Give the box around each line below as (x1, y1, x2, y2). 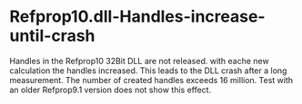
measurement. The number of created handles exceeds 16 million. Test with (9, 74, 294, 85)
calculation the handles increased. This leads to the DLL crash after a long (9, 65, 287, 76)
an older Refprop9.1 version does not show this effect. (9, 84, 212, 95)
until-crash (9, 25, 96, 46)
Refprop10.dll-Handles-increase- (9, 6, 266, 27)
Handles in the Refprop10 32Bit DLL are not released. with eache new (9, 55, 270, 66)
